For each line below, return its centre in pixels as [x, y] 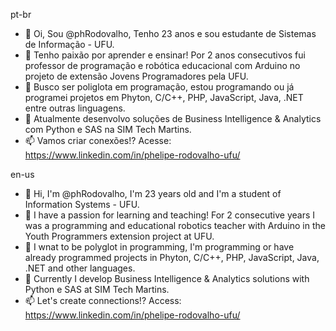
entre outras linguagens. [75, 108]
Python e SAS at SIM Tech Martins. [97, 289]
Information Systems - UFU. [82, 204]
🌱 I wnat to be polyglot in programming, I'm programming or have [159, 247]
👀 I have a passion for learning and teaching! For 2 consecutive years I [170, 215]
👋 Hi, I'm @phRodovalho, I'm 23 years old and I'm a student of [153, 193]
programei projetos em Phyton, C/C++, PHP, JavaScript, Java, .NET [164, 97]
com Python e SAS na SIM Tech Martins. [108, 129]
